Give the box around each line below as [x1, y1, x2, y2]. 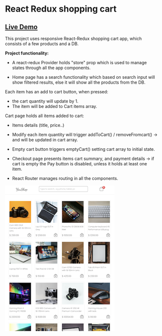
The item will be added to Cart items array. [12, 104, 97, 109]
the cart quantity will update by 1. [12, 98, 79, 104]
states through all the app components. [12, 65, 91, 71]
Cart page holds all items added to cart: [5, 113, 84, 119]
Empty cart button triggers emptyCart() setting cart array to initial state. [12, 146, 155, 152]
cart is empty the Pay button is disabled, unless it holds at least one [12, 161, 147, 166]
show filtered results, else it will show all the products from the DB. [12, 79, 146, 85]
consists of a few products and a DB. [5, 41, 79, 47]
